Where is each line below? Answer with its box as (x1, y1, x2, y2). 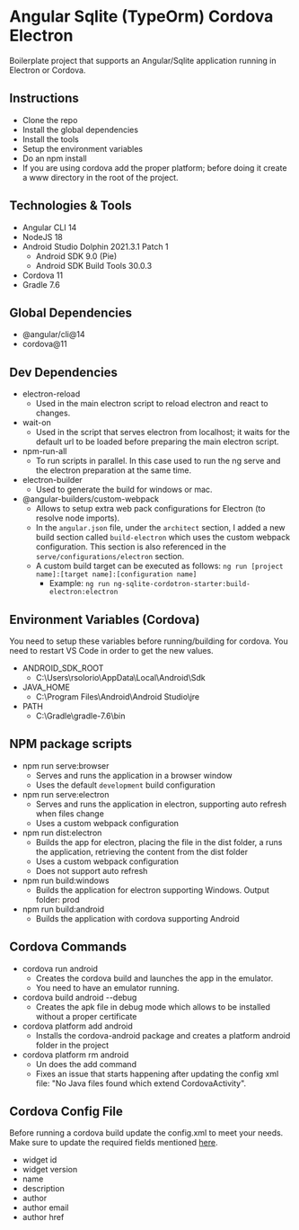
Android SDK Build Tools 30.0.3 (35, 260, 153, 271)
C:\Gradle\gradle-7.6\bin (35, 710, 126, 721)
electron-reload (22, 388, 81, 399)
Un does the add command (35, 1058, 137, 1069)
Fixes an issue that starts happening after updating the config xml (35, 1068, 279, 1079)
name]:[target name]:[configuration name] (35, 570, 198, 579)
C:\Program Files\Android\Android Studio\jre (35, 691, 200, 702)
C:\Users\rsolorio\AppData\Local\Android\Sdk (35, 673, 206, 682)
